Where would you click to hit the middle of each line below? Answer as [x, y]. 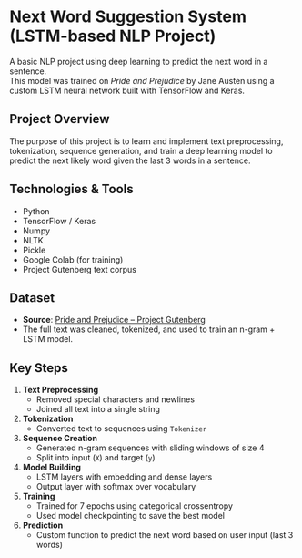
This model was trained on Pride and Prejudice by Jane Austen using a [142, 80]
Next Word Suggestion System [128, 17]
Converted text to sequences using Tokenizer [121, 429]
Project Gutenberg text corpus [79, 269]
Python [36, 211]
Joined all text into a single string [98, 409]
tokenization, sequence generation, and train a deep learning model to [141, 150]
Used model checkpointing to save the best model [131, 516]
